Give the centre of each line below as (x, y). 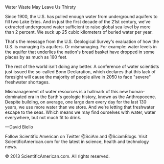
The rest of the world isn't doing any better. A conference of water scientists (82, 66)
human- (137, 92)
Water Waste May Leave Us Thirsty (41, 7)
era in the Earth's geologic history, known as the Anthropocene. (92, 97)
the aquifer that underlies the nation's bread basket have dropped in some (80, 52)
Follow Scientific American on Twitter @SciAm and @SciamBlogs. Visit (76, 136)
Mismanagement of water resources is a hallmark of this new (67, 92)
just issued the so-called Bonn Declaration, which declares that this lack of (80, 72)
